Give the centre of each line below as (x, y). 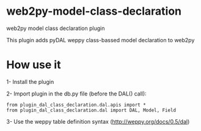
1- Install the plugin (30, 81)
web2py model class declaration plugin (56, 28)
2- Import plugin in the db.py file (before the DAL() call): (76, 94)
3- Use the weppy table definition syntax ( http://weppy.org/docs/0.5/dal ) (98, 121)
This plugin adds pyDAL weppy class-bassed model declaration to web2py (100, 40)
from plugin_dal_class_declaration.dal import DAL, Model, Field (91, 110)
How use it (34, 65)
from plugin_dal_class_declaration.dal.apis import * (76, 105)
